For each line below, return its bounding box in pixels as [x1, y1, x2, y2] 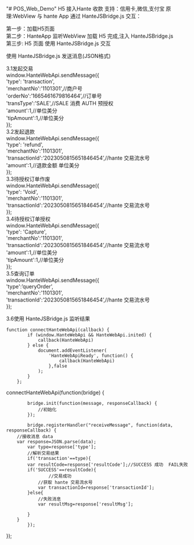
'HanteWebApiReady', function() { [48, 353, 134, 359]
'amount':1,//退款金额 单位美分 [6, 162, 80, 168]
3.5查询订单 [6, 270, 35, 277]
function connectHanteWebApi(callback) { [6, 327, 110, 333]
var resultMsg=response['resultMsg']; [37, 501, 134, 507]
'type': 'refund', [6, 141, 44, 148]
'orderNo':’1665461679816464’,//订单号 [6, 92, 102, 99]
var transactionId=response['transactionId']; [37, 485, 155, 491]
